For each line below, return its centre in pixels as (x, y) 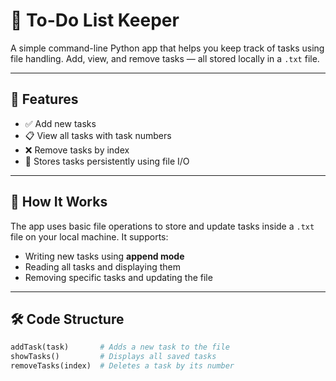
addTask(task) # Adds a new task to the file (120, 347)
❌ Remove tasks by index (77, 150)
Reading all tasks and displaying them (102, 266)
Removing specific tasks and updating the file (118, 277)
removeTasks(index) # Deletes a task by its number (122, 366)
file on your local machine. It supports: (89, 236)
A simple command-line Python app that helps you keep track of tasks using (167, 48)
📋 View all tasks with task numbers (98, 135)
